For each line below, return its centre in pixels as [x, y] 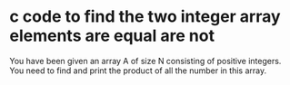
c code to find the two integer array [145, 17]
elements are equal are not [112, 36]
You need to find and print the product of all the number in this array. [138, 71]
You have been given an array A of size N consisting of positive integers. [145, 61]
